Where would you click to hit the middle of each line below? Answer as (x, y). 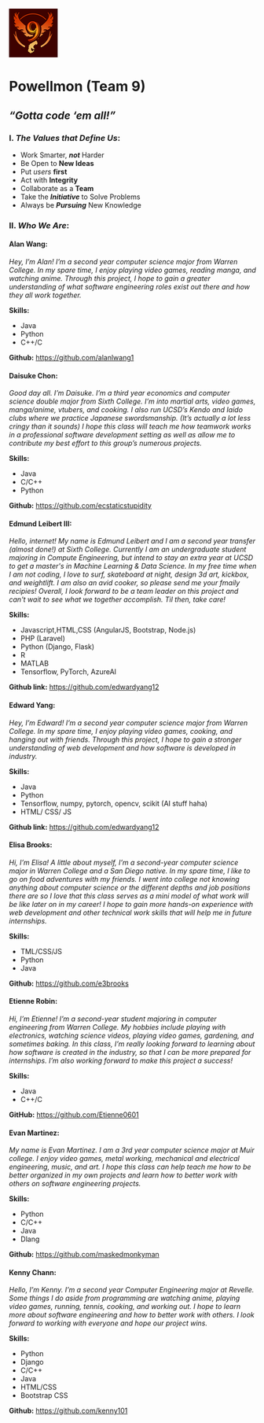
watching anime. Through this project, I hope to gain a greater (110, 278)
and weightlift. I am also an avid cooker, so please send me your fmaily (125, 583)
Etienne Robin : (33, 1001)
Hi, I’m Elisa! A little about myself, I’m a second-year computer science (124, 862)
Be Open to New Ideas (57, 163)
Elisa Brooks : (31, 845)
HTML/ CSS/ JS (46, 812)
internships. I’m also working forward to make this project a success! (121, 1061)
